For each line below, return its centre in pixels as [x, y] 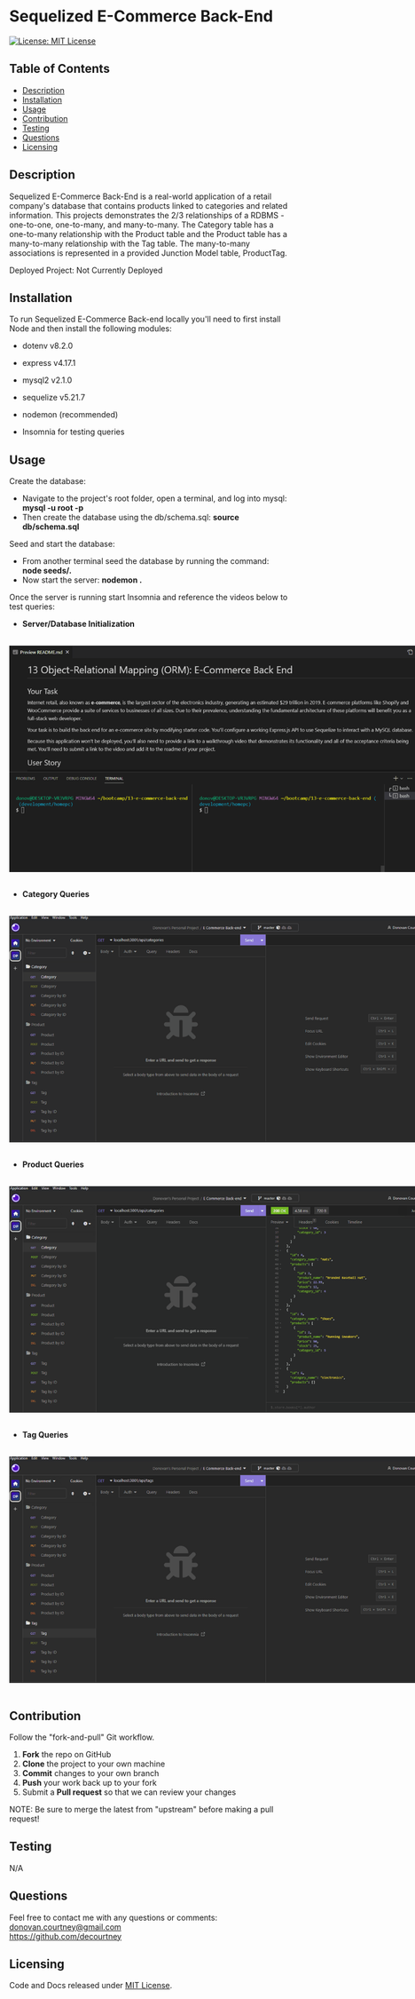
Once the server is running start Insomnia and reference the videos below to [149, 598]
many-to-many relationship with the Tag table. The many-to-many [130, 243]
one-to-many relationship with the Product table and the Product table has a [149, 234]
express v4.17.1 [49, 363]
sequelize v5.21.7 [54, 398]
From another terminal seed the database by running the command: [145, 561]
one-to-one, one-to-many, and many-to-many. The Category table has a [141, 225]
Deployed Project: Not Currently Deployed [86, 270]
